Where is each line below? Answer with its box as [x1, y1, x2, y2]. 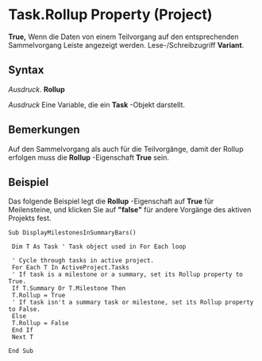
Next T [11, 333, 34, 341]
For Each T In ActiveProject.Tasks [11, 264, 129, 272]
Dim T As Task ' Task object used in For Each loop [11, 243, 187, 251]
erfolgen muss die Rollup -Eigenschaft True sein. [8, 153, 169, 162]
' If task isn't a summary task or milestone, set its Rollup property [11, 298, 254, 307]
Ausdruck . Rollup [8, 84, 65, 94]
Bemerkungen [8, 123, 81, 137]
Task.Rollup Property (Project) [8, 6, 213, 24]
